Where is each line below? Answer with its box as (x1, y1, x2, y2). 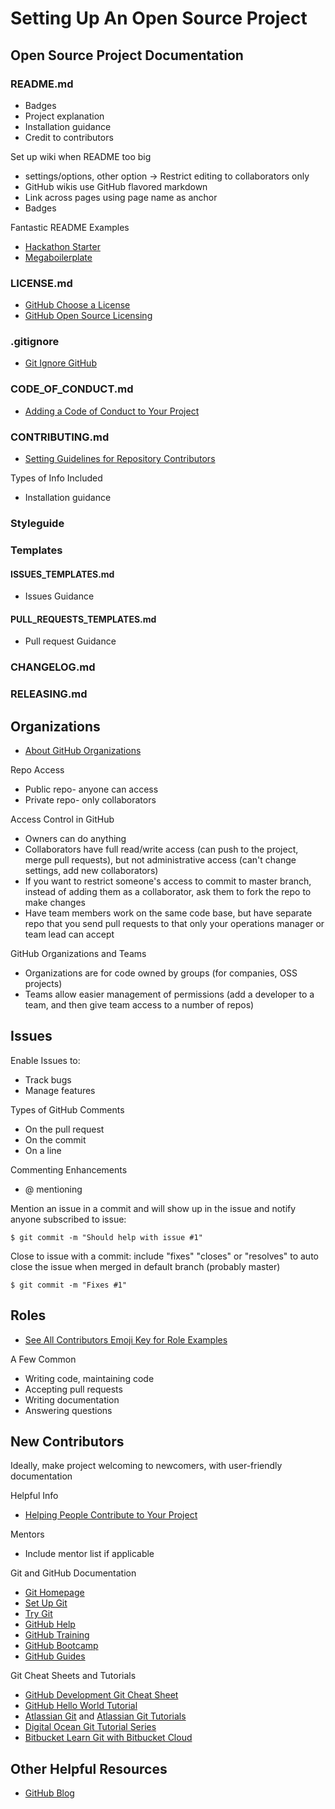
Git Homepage (24, 1587, 85, 1599)
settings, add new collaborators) (24, 864, 159, 876)
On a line (24, 1144, 62, 1156)
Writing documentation (24, 1393, 120, 1406)
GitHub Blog (24, 1787, 75, 1799)
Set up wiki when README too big (10, 150, 152, 162)
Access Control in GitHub (10, 813, 115, 825)
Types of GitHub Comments (10, 1103, 125, 1116)
